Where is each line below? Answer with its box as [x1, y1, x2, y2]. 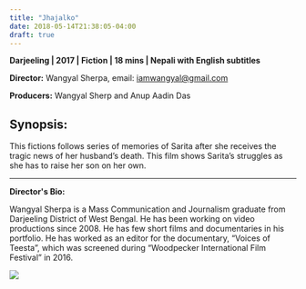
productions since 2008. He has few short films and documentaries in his [9, 224, 285, 234]
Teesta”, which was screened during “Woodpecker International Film [9, 243, 267, 254]
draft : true [9, 30, 55, 39]
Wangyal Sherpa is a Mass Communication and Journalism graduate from [9, 204, 286, 214]
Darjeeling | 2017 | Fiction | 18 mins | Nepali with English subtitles [9, 55, 261, 66]
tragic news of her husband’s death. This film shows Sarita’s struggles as [9, 151, 283, 162]
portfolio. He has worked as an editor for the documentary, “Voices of [9, 233, 270, 244]
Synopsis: [9, 116, 68, 132]
